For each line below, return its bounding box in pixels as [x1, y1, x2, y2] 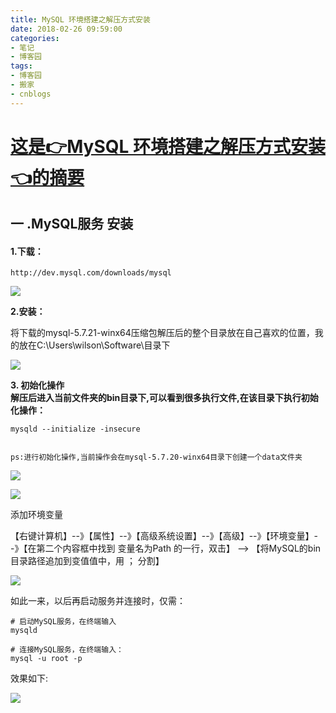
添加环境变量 [10, 509, 63, 521]
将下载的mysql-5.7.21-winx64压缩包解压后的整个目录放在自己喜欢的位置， [10, 327, 315, 339]
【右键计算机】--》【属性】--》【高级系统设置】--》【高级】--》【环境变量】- [10, 530, 318, 542]
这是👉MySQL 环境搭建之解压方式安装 [10, 135, 326, 158]
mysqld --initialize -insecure [10, 424, 141, 435]
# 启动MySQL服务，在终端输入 [10, 617, 117, 627]
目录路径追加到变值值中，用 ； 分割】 [10, 555, 165, 567]
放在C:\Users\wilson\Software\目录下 [18, 339, 171, 351]
